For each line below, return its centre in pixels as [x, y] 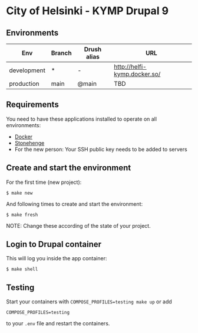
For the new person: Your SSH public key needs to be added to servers [101, 149]
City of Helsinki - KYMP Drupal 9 [88, 11]
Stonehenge [29, 143]
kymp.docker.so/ [137, 74]
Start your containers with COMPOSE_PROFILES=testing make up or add [89, 302]
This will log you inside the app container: [57, 258]
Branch [61, 53]
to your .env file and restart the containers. [58, 324]
